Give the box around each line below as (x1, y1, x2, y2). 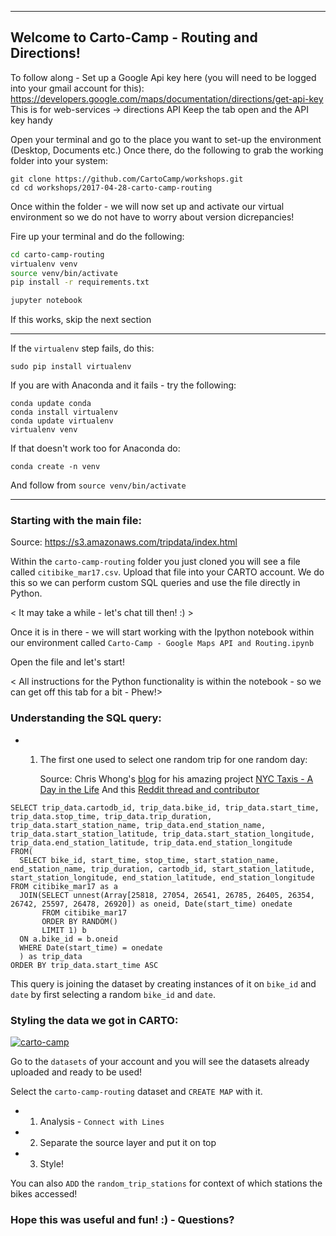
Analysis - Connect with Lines (39, 1116, 165, 1128)
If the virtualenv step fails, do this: (10, 342, 155, 355)
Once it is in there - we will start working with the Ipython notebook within (10, 626, 315, 638)
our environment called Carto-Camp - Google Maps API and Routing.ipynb (10, 637, 315, 649)
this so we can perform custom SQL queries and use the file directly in (10, 577, 301, 589)
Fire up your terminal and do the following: (10, 230, 185, 242)
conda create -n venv (10, 462, 101, 472)
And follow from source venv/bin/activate (10, 479, 187, 491)
